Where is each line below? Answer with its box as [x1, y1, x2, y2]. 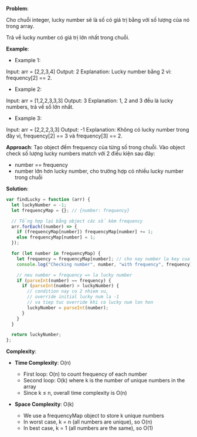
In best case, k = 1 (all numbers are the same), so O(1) [23, 425, 154, 432]
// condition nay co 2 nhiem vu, [27, 288, 109, 294]
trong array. [6, 23, 35, 29]
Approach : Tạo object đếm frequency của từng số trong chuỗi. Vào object [6, 144, 185, 150]
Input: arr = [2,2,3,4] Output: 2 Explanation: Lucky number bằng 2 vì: [6, 68, 172, 75]
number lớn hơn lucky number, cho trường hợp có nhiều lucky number [14, 167, 184, 174]
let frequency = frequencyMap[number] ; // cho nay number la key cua [16, 256, 191, 262]
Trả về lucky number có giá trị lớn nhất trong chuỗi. [6, 34, 130, 41]
